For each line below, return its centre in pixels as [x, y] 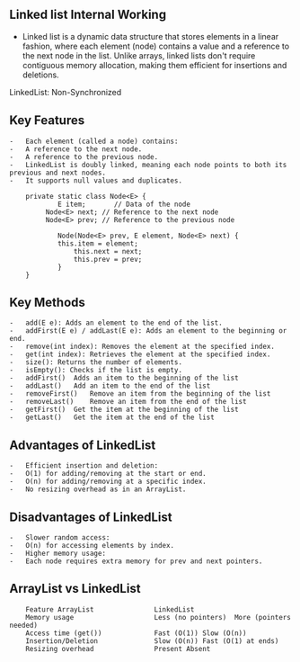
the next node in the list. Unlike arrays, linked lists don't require [139, 55]
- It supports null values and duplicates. [96, 180]
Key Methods [47, 303]
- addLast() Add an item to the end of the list [110, 386]
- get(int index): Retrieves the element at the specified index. [140, 354]
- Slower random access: [60, 538]
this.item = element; [98, 243]
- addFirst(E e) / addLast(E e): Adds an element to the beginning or [148, 331]
